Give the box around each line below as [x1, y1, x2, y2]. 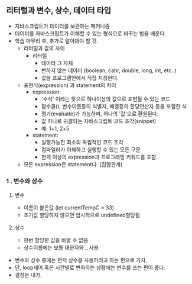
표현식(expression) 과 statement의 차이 [23, 82, 116, 89]
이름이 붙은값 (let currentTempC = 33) [23, 204, 114, 211]
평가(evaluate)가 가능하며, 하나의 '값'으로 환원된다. [41, 110, 159, 117]
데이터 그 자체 [41, 59, 73, 66]
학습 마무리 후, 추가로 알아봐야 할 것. [14, 37, 99, 44]
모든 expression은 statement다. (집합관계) [23, 160, 123, 167]
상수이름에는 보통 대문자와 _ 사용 [23, 244, 99, 251]
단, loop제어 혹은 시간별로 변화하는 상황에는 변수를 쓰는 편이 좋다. [14, 264, 165, 271]
